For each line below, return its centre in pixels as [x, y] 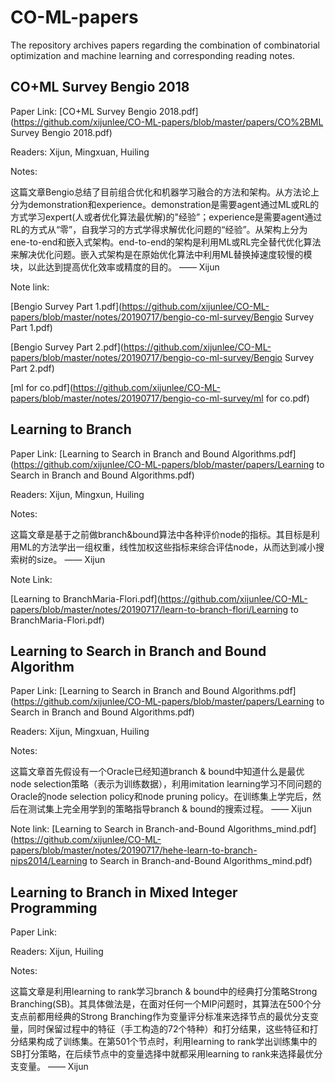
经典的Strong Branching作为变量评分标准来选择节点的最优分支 [181, 1017]
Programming [54, 907]
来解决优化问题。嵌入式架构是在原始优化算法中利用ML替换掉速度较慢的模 [161, 254]
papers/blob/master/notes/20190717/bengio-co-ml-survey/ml [137, 398]
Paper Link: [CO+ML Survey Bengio [83, 111]
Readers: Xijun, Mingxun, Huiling [77, 494]
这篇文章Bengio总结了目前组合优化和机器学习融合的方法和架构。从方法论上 [165, 192]
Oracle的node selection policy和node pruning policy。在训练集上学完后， [161, 797]
